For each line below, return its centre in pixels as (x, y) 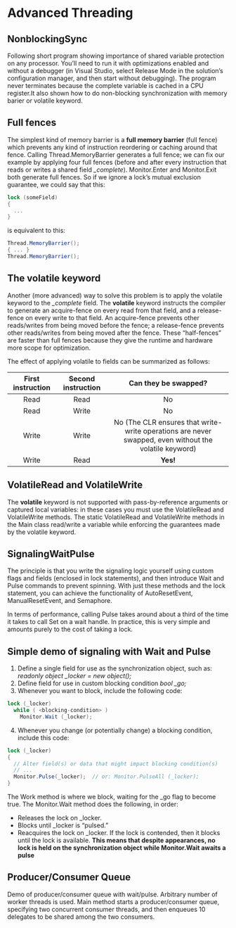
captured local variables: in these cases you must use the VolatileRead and (116, 509)
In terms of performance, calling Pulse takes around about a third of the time (118, 614)
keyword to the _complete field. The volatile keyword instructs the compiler (117, 303)
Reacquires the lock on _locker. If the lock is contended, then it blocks (119, 833)
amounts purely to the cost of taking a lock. (70, 629)
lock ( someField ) (33, 197)
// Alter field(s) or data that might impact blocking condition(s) (116, 764)
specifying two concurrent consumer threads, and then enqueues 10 (106, 909)
